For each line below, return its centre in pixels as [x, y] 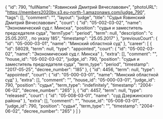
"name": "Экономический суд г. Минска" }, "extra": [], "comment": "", [86, 54]
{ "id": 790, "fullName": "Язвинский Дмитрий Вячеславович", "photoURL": [81, 7]
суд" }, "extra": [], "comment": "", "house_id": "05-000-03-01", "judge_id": [80, 80]
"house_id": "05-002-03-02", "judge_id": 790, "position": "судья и [72, 59]
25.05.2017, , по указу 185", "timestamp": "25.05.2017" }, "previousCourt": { [81, 38]
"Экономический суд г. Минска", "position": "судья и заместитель [74, 28]
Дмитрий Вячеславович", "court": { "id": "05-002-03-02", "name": [73, 23]
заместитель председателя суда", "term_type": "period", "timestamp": [77, 64]
